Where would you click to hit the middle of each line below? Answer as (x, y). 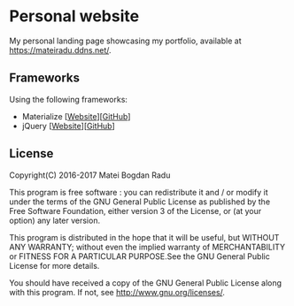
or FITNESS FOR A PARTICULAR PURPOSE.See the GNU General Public (139, 256)
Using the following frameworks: (69, 99)
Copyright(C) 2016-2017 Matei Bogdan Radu (90, 175)
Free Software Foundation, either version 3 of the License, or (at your (135, 210)
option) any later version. (54, 220)
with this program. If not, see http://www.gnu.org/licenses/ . (117, 292)
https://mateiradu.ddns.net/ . (61, 50)
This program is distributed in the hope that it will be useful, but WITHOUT (144, 237)
